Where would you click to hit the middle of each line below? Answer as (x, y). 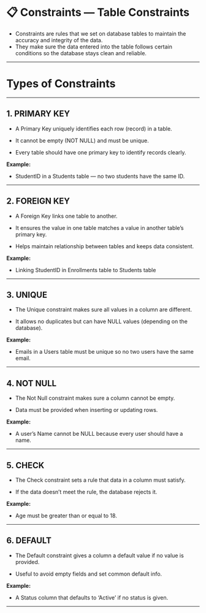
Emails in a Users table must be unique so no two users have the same (105, 352)
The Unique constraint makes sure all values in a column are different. (103, 310)
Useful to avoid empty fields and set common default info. (89, 574)
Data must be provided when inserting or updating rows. (86, 410)
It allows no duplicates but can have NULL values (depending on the (101, 322)
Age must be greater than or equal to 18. (66, 516)
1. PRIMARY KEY (38, 114)
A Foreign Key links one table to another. (66, 216)
